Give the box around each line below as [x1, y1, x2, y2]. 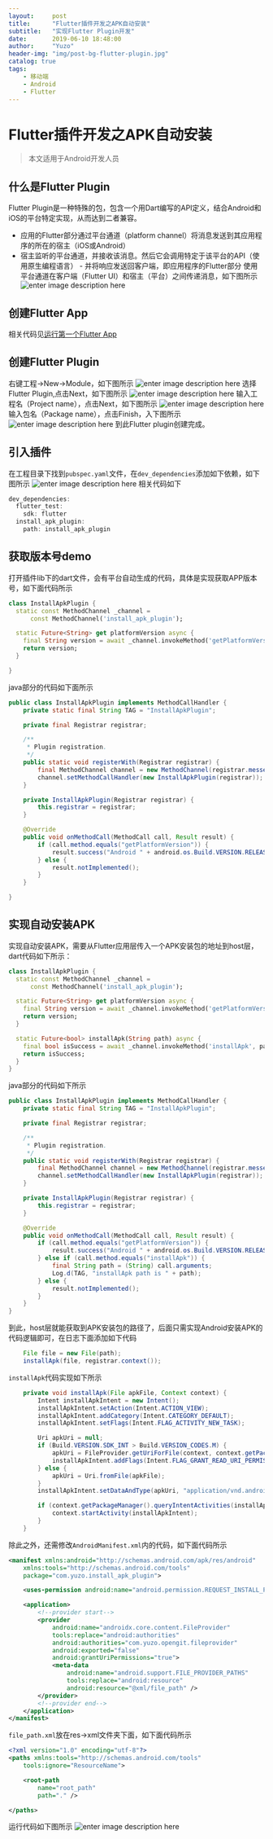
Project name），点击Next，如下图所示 [29, 398, 158, 408]
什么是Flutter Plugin [8, 180, 110, 194]
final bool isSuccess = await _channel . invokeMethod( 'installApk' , [23, 1042, 256, 1051]
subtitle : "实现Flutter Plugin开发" [8, 27, 136, 35]
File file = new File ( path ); [23, 1350, 122, 1358]
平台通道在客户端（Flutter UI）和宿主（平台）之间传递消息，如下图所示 [19, 271, 258, 281]
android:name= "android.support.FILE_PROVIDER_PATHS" [66, 1669, 249, 1678]
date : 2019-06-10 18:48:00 [8, 34, 122, 43]
